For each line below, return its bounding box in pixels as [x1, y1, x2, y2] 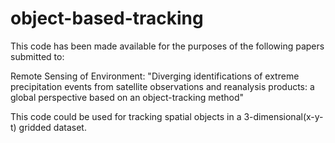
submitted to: [10, 50, 65, 62]
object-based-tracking [10, 7, 204, 30]
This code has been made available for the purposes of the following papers [10, 40, 325, 52]
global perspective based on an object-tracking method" [10, 91, 244, 103]
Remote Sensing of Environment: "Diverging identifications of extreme [10, 70, 300, 82]
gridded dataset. [18, 121, 87, 133]
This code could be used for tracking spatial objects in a [10, 110, 242, 122]
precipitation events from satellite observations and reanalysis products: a [10, 80, 315, 92]
